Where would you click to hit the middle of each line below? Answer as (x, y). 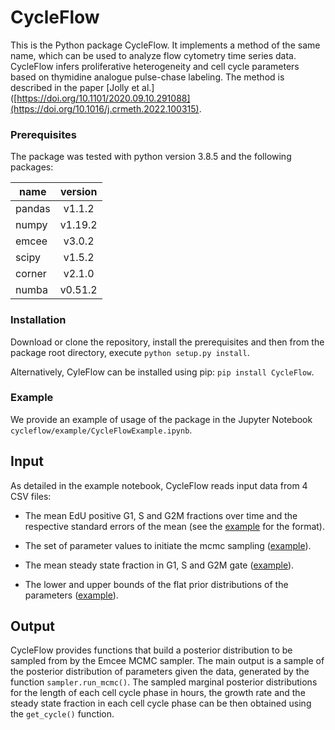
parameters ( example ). (71, 595)
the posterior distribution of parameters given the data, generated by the (160, 672)
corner (31, 274)
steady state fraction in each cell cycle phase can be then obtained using (161, 703)
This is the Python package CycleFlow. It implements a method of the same (165, 45)
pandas (33, 209)
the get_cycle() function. (62, 714)
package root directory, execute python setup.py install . (130, 352)
